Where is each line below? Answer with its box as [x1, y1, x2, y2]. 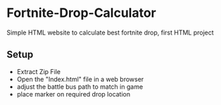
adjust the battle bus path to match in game [16, 82, 144, 91]
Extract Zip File [16, 67, 61, 75]
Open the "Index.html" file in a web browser [16, 75, 144, 83]
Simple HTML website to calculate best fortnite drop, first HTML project [6, 28, 214, 37]
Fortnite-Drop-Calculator [6, 5, 156, 21]
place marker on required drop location [16, 89, 131, 98]
